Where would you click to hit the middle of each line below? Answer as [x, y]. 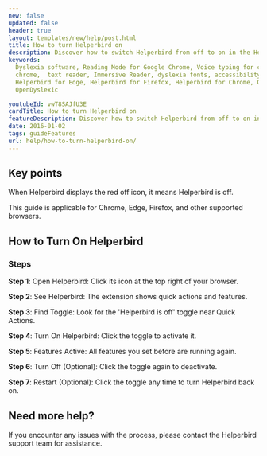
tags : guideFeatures [43, 134]
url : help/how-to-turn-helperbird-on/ [72, 141]
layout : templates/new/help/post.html [72, 38]
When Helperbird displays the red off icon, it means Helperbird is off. [121, 193]
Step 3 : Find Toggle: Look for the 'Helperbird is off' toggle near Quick [122, 312]
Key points [35, 173]
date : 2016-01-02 [37, 127]
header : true [30, 30]
